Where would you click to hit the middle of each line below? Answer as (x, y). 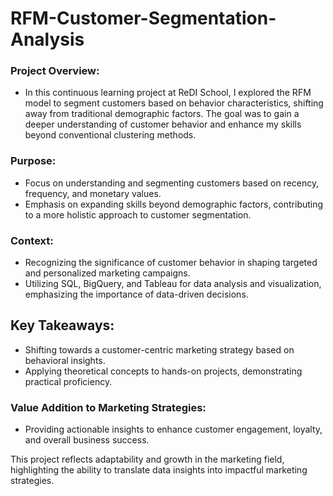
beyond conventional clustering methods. (110, 135)
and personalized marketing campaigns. (107, 273)
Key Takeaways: (62, 325)
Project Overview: (55, 71)
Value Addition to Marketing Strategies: (108, 407)
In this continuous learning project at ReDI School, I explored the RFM (168, 93)
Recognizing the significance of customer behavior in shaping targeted (171, 263)
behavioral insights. (65, 360)
